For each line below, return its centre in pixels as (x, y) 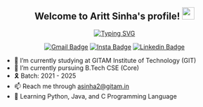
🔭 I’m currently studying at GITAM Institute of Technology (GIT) (105, 60)
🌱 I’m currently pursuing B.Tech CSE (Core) (76, 68)
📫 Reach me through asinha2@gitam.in (72, 86)
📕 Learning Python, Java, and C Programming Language (95, 96)
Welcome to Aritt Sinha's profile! (107, 16)
